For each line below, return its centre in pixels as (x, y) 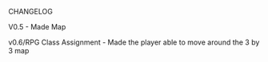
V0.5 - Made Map (37, 27)
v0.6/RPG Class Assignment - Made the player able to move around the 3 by (134, 42)
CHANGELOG (31, 12)
